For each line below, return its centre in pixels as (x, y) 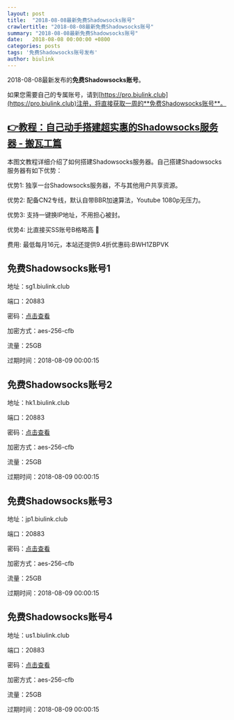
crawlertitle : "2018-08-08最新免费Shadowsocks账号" (81, 26)
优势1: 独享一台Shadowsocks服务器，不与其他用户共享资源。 (94, 185)
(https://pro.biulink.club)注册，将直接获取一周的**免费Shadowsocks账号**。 (117, 103)
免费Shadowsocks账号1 (59, 268)
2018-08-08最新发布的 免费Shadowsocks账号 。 (76, 79)
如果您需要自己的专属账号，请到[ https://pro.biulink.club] (88, 94)
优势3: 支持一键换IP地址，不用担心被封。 (65, 215)
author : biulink (31, 59)
